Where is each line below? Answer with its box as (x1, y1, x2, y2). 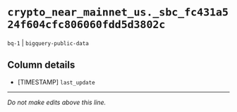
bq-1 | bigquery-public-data (7, 38, 90, 47)
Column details (7, 59, 75, 71)
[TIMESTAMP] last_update (17, 77, 95, 86)
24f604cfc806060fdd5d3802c (7, 18, 166, 32)
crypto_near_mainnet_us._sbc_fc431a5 (7, 6, 229, 19)
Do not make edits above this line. (7, 98, 107, 106)
